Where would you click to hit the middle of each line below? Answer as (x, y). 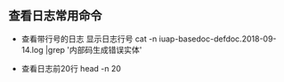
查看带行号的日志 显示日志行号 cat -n (89, 39)
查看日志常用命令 (55, 16)
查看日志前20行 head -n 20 (71, 68)
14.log (32, 49)
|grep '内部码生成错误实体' (93, 49)
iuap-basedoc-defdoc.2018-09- (218, 39)
